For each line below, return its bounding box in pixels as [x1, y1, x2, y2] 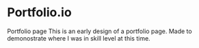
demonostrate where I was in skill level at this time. [7, 34, 150, 42]
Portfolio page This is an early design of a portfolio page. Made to [7, 27, 193, 35]
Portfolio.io [7, 5, 72, 20]
